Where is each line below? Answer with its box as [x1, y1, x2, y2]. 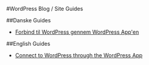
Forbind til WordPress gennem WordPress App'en [15, 28, 139, 36]
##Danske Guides [6, 17, 51, 23]
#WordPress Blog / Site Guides [6, 5, 84, 12]
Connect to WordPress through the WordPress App [15, 52, 143, 59]
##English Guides [6, 40, 50, 47]
